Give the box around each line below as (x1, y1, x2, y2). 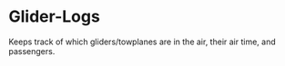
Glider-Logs (8, 6, 101, 27)
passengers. (8, 45, 56, 56)
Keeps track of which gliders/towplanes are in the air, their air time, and (8, 36, 277, 47)
